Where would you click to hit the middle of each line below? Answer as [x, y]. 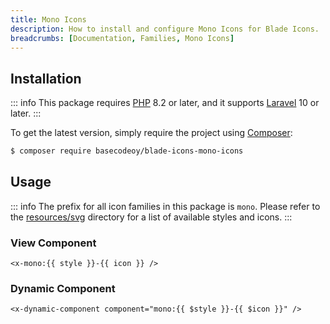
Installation [46, 78]
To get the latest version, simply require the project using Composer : [151, 133]
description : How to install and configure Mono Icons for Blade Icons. [165, 29]
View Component [53, 243]
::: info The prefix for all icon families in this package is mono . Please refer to [165, 206]
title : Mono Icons [48, 19]
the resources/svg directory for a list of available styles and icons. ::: [151, 217]
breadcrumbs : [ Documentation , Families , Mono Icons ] [122, 38]
